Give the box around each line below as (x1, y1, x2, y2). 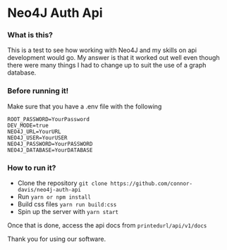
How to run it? (7, 163, 56, 173)
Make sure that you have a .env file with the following (7, 102, 162, 111)
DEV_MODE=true (7, 122, 49, 129)
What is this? (7, 30, 53, 40)
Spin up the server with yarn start (17, 208, 118, 216)
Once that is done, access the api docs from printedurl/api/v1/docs (7, 221, 207, 230)
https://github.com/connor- (110, 180, 192, 187)
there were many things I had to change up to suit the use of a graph (7, 61, 207, 70)
